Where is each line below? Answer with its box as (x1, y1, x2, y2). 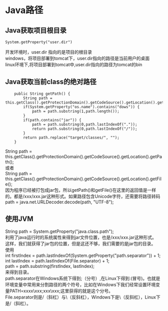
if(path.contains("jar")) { (23, 117, 81, 123)
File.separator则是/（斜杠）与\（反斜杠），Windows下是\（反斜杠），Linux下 (5, 294, 161, 300)
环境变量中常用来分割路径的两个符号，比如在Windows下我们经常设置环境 (5, 281, 156, 287)
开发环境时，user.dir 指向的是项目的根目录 (5, 49, 92, 55)
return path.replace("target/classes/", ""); (23, 135, 120, 140)
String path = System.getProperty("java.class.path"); (5, 228, 114, 234)
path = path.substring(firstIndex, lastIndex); (5, 263, 95, 269)
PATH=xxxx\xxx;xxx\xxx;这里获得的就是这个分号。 (9, 287, 113, 293)
